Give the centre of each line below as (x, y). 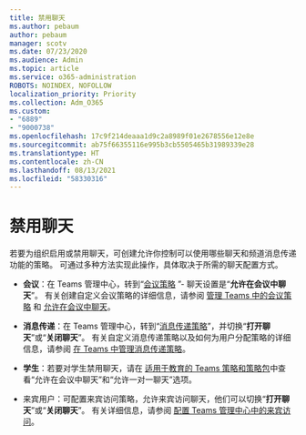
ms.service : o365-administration (73, 77)
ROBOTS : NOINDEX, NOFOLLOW (61, 86)
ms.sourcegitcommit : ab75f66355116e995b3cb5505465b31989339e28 (132, 145)
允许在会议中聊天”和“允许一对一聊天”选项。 (116, 379)
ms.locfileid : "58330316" (58, 178)
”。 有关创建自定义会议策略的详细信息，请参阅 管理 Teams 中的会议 (157, 296)
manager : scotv (38, 43)
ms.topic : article (44, 69)
